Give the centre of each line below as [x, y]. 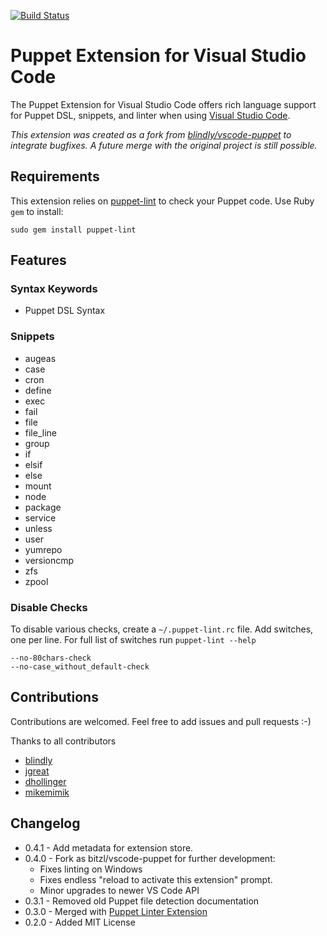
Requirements [55, 176]
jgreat [37, 771]
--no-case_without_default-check [80, 667]
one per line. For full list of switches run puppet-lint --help [133, 640]
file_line [40, 432]
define [38, 390]
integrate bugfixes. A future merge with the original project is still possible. [164, 145]
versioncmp [49, 560]
